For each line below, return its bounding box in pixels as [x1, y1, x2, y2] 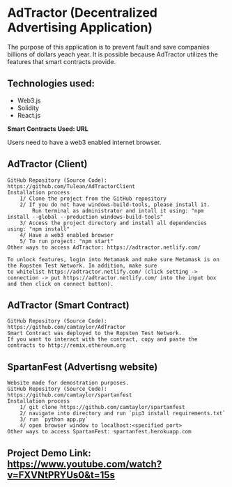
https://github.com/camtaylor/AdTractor [7, 324, 127, 331]
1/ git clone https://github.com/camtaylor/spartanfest [20, 404, 186, 411]
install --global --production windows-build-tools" [7, 213, 164, 220]
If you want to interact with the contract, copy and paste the [7, 336, 198, 343]
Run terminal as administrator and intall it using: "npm [32, 207, 204, 214]
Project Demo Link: [7, 447, 92, 459]
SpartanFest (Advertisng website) [7, 361, 158, 373]
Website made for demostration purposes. [7, 380, 130, 387]
